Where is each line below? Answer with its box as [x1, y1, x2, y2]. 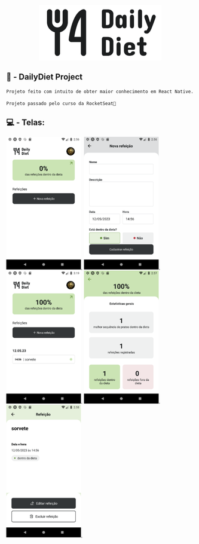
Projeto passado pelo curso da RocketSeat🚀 [6, 100, 117, 106]
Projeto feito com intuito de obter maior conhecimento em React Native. [6, 88, 194, 94]
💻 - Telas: [6, 118, 45, 128]
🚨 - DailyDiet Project [6, 72, 83, 82]
